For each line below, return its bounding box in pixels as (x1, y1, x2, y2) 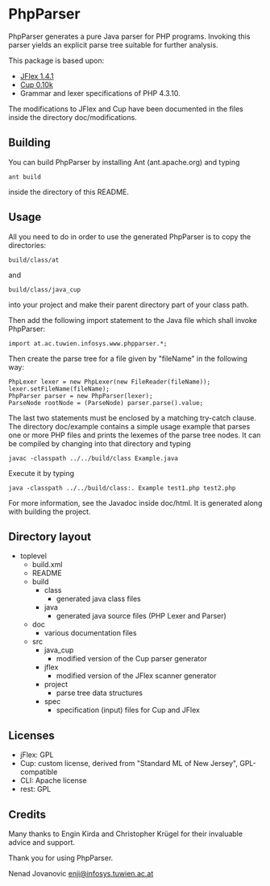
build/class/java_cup (8, 285, 81, 294)
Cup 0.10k (19, 80, 54, 89)
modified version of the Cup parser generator (56, 654, 207, 664)
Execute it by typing (8, 468, 75, 478)
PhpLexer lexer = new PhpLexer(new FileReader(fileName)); (8, 378, 211, 386)
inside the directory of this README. (8, 187, 129, 197)
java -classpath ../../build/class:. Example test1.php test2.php (8, 484, 236, 492)
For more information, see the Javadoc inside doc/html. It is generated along (8, 498, 263, 507)
